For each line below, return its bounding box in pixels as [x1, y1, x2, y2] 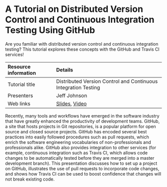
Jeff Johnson [56, 92, 87, 99]
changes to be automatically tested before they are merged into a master [5, 155, 155, 161]
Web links [7, 100, 31, 107]
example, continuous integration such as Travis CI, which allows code [5, 150, 148, 156]
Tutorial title [7, 81, 36, 88]
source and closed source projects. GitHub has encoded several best [5, 128, 147, 134]
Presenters [7, 92, 33, 99]
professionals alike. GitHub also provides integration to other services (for [5, 144, 157, 150]
